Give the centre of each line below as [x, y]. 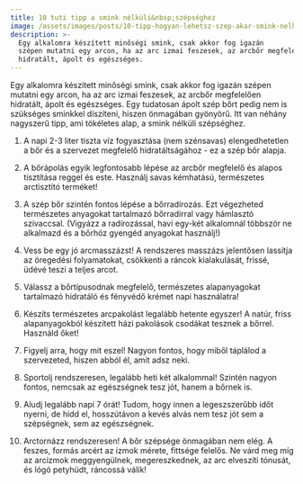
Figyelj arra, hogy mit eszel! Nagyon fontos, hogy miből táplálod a [145, 350]
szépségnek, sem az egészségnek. [89, 423]
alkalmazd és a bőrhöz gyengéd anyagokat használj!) [122, 233]
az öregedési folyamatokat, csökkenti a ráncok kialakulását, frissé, [147, 260]
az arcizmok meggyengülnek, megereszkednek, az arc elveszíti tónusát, [157, 460]
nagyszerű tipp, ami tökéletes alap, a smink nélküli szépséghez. [128, 123]
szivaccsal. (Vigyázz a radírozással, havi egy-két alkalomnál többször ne [158, 223]
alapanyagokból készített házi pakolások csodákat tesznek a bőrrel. [149, 323]
